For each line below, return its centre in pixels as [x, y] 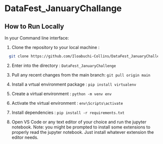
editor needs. [25, 137]
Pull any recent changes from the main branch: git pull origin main [81, 75]
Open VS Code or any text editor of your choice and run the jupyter [79, 122]
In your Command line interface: [37, 38]
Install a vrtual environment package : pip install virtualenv [74, 84]
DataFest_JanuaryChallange [63, 8]
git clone [19, 56]
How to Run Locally [34, 26]
